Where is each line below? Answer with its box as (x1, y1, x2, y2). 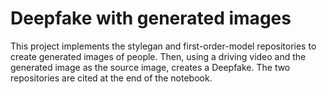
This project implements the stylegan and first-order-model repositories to (10, 40, 317, 52)
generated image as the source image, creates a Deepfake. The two (10, 61, 291, 73)
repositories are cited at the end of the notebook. (10, 72, 213, 84)
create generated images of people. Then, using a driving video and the (10, 50, 307, 62)
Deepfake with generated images (10, 7, 292, 30)
